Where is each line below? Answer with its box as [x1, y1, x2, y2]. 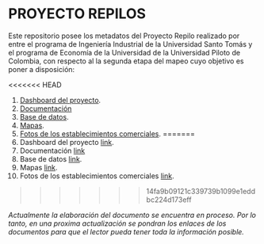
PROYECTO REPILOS [8, 5, 147, 23]
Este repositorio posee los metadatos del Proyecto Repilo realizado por [8, 31, 240, 40]
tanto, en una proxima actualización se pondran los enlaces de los [8, 219, 227, 228]
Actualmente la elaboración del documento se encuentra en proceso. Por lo [8, 210, 256, 219]
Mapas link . [19, 162, 58, 172]
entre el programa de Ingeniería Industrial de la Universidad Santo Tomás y [8, 39, 253, 48]
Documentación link [19, 146, 86, 155]
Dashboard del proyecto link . [19, 137, 115, 147]
